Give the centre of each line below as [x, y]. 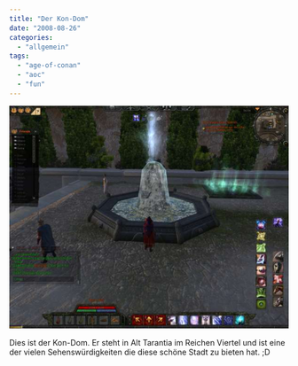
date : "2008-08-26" [45, 28]
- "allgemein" [43, 47]
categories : [31, 37]
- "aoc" [31, 75]
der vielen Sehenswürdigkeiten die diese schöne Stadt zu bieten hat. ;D [140, 352]
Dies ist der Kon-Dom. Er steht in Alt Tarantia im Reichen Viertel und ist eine [147, 343]
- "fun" [31, 84]
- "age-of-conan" [49, 66]
